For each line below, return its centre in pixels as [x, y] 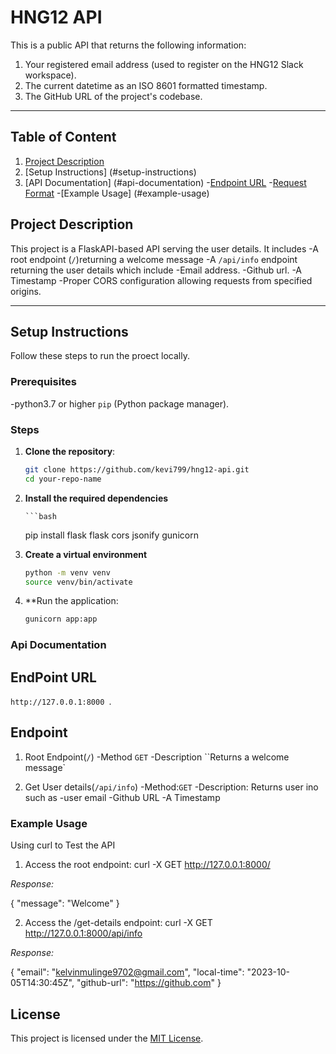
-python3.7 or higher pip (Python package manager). [120, 403]
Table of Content [63, 137]
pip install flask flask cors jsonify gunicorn [111, 535]
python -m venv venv [67, 572]
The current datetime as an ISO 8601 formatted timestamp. [146, 85]
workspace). [50, 75]
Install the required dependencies [96, 498]
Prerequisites [43, 382]
